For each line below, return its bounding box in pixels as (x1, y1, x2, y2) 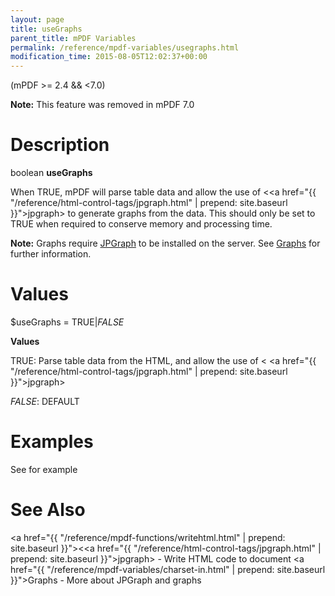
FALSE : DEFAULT (10, 396, 80, 407)
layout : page (10, 14, 65, 25)
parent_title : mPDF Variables (10, 33, 137, 43)
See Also (10, 499, 86, 521)
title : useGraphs (10, 24, 83, 34)
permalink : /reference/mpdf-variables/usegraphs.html (10, 42, 240, 53)
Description (10, 134, 110, 156)
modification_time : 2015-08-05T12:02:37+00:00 (10, 52, 208, 62)
